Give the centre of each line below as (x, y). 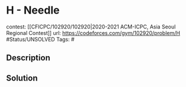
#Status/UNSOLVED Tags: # (41, 39)
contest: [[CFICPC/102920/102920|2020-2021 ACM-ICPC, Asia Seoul (91, 27)
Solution (22, 78)
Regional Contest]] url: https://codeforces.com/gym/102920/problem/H (93, 33)
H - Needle (33, 10)
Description (28, 58)
